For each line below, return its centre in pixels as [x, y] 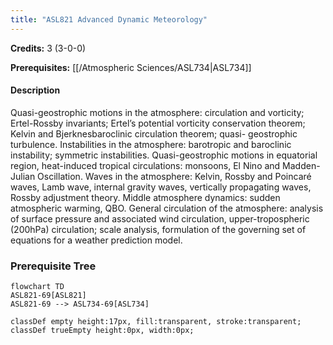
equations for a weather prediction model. [96, 240]
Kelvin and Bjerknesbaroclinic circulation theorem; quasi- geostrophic [154, 133]
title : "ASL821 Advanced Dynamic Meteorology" [109, 19]
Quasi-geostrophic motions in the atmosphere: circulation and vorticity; [157, 112]
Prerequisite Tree [53, 266]
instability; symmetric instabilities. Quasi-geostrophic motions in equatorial [164, 155]
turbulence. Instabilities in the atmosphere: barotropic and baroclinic [151, 144]
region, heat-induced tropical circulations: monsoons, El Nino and [145, 165]
